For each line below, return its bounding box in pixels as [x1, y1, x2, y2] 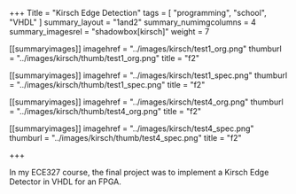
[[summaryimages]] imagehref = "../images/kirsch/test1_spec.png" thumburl [9, 70, 288, 81]
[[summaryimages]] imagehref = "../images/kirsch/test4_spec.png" [9, 123, 254, 134]
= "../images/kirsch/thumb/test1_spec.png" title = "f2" [9, 80, 206, 89]
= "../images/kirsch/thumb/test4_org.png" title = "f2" [9, 106, 202, 116]
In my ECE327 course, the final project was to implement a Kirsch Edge [9, 167, 269, 177]
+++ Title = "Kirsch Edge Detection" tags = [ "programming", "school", [9, 8, 268, 18]
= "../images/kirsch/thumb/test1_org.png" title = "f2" [9, 53, 200, 63]
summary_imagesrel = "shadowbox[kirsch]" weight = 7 [9, 27, 210, 36]
